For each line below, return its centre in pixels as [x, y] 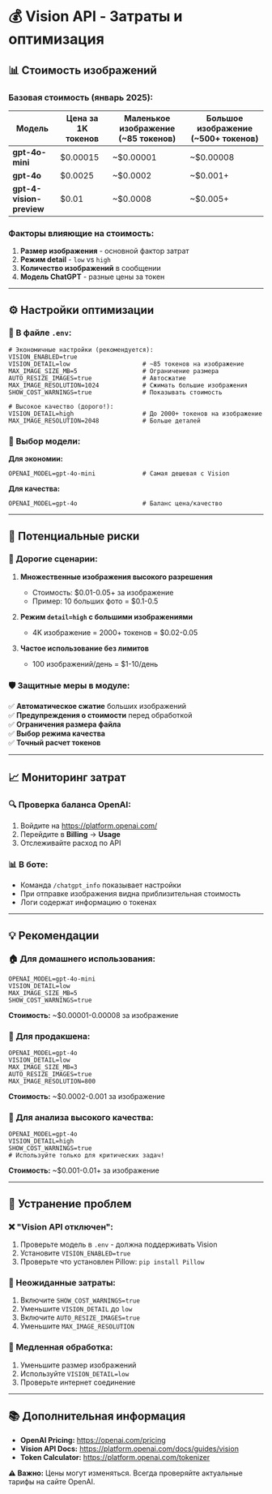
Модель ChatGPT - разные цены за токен [92, 277]
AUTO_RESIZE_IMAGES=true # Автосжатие [97, 378]
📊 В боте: [28, 864]
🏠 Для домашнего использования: [82, 959]
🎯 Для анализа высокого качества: [81, 1118]
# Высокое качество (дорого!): [61, 406]
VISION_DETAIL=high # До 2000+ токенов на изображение [136, 414]
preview [28, 208]
